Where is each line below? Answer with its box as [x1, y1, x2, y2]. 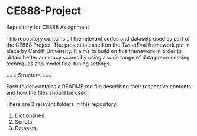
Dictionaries [14, 112, 44, 119]
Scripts [14, 118, 33, 125]
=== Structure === [6, 71, 53, 78]
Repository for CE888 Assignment [6, 24, 89, 31]
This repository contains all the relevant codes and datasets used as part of [6, 35, 190, 42]
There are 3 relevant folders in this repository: [6, 100, 118, 107]
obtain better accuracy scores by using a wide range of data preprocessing [6, 54, 190, 61]
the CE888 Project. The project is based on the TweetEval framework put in [6, 41, 190, 48]
